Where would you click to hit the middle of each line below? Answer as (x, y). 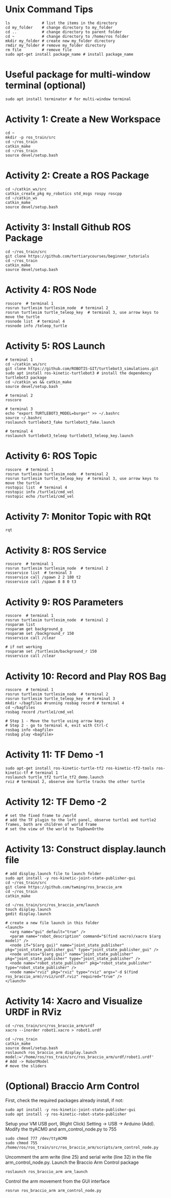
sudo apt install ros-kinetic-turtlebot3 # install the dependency (79, 373)
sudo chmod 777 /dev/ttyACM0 (36, 1138)
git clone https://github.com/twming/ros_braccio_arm (64, 887)
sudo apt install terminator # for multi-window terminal (68, 99)
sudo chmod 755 (21, 1143)
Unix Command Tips (49, 9)
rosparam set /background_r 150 (40, 634)
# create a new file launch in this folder (52, 923)
